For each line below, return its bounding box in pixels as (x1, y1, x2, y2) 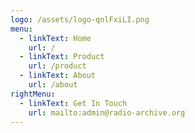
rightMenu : (10, 89, 56, 99)
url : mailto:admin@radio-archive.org (28, 107, 186, 118)
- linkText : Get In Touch (19, 98, 128, 108)
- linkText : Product (19, 52, 105, 62)
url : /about (28, 80, 78, 90)
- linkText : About (19, 71, 97, 81)
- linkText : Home (19, 33, 92, 43)
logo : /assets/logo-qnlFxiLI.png (10, 14, 150, 25)
